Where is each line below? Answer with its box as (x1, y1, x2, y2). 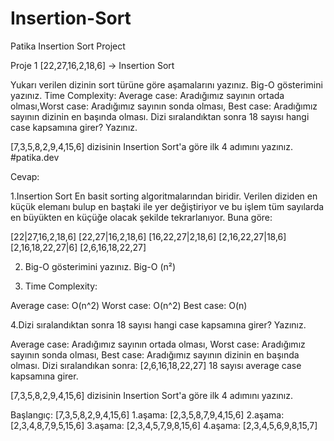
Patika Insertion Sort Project (10, 40, 126, 52)
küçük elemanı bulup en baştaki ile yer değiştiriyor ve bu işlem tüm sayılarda (10, 200, 325, 212)
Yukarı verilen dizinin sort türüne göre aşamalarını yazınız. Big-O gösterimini (10, 78, 323, 91)
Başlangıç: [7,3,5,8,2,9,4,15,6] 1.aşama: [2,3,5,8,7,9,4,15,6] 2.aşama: (10, 408, 285, 421)
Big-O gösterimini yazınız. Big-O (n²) (24, 260, 177, 272)
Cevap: (10, 170, 40, 182)
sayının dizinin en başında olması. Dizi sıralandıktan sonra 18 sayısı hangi (10, 110, 310, 122)
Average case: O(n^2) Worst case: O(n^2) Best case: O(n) (10, 299, 248, 311)
